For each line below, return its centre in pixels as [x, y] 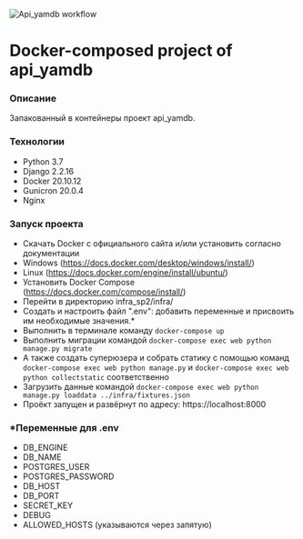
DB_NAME [42, 457]
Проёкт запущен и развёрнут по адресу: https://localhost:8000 [144, 404]
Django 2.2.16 [48, 171]
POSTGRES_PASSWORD [68, 476]
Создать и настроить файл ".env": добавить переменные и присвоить [158, 311]
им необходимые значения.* [79, 321]
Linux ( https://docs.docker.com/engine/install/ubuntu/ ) [126, 273]
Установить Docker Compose [78, 283]
